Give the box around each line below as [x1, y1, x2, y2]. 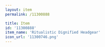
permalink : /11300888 [5, 12, 50, 17]
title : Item [5, 21, 30, 26]
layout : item [5, 7, 32, 12]
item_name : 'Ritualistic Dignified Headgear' [5, 30, 101, 35]
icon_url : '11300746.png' [5, 35, 58, 40]
